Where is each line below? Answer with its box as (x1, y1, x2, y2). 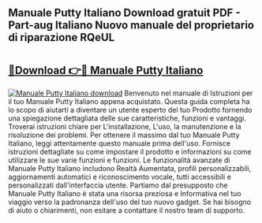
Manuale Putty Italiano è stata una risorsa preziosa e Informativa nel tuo (8, 189, 242, 198)
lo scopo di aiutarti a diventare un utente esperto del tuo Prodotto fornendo (8, 106, 253, 114)
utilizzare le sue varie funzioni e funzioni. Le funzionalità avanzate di (8, 155, 230, 165)
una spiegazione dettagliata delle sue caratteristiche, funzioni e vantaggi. (8, 113, 246, 123)
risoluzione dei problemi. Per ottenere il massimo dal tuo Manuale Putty (8, 130, 240, 139)
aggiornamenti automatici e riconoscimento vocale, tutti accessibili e (8, 173, 231, 181)
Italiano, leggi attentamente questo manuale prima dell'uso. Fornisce (8, 139, 231, 148)
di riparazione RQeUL (8, 31, 115, 44)
